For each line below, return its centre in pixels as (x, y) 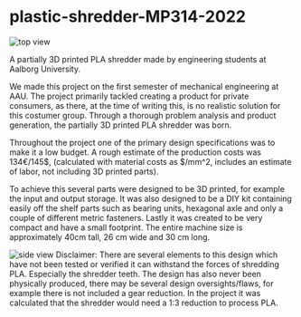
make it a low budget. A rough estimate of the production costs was (136, 152)
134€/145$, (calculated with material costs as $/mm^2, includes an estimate (150, 161)
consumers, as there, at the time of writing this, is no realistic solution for (145, 105)
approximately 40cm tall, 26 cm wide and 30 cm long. (110, 236)
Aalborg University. (45, 69)
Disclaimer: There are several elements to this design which (167, 255)
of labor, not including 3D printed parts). (84, 171)
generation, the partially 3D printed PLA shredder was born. (121, 125)
